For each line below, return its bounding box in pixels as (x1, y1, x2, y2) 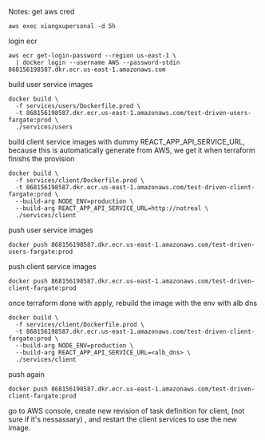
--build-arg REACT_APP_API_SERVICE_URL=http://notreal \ (15, 204, 209, 212)
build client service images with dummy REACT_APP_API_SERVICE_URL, (8, 137, 246, 146)
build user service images (8, 80, 93, 89)
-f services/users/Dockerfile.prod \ (15, 102, 141, 110)
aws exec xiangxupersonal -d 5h (8, 22, 116, 30)
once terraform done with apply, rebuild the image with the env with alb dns (8, 299, 258, 307)
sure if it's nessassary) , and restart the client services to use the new (8, 414, 238, 424)
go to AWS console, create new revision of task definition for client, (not (8, 406, 245, 415)
